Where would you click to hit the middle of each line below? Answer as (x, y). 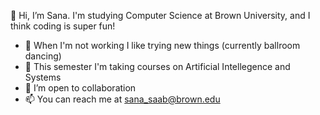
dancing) (43, 56)
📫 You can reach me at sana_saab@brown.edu (122, 99)
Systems (43, 77)
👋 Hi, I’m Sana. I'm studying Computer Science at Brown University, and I (160, 15)
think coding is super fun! (63, 26)
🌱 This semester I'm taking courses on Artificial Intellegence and (157, 66)
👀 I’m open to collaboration (80, 88)
